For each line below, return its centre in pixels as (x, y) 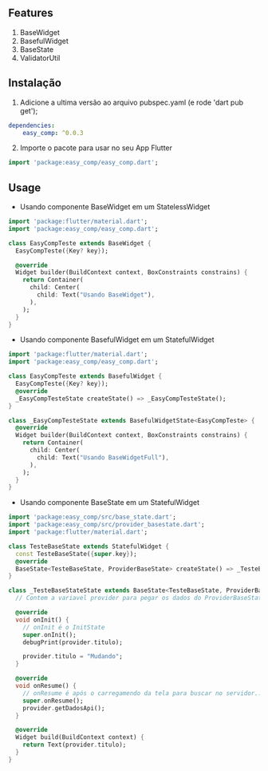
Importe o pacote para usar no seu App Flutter (96, 148)
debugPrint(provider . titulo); (73, 642)
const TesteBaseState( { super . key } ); (76, 554)
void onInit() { (42, 620)
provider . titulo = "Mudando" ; (73, 657)
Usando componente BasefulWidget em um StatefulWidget (117, 340)
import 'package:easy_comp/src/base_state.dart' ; (93, 517)
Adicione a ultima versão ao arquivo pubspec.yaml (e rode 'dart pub (131, 102)
